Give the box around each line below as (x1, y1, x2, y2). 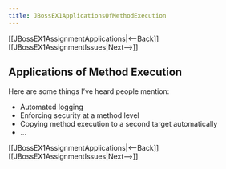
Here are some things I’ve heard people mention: (8, 87, 170, 96)
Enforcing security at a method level (19, 111, 139, 120)
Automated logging (19, 102, 84, 112)
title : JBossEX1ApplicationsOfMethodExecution (8, 11, 167, 20)
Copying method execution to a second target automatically (19, 119, 218, 129)
